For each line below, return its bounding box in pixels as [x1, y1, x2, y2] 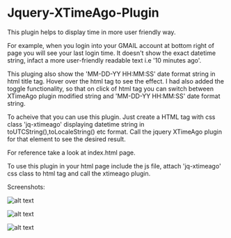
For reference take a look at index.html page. [7, 148, 136, 157]
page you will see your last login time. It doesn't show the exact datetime [7, 49, 216, 57]
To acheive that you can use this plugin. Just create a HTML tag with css [7, 113, 216, 121]
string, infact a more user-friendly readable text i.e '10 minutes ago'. [7, 56, 202, 64]
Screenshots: [7, 182, 45, 191]
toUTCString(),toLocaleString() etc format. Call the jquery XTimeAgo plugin [7, 127, 223, 136]
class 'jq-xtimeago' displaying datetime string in [7, 120, 145, 128]
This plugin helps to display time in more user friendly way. [7, 28, 176, 36]
